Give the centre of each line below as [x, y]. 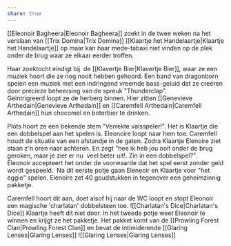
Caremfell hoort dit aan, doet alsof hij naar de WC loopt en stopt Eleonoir [110, 198]
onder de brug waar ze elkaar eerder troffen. [71, 55]
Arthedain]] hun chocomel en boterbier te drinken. [79, 113]
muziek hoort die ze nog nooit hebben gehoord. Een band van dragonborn [113, 76]
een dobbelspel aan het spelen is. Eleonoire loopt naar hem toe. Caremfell [112, 133]
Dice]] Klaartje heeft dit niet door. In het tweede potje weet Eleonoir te [106, 213]
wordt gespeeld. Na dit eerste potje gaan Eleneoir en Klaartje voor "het [109, 170]
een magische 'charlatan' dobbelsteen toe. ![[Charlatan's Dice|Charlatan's [113, 205]
